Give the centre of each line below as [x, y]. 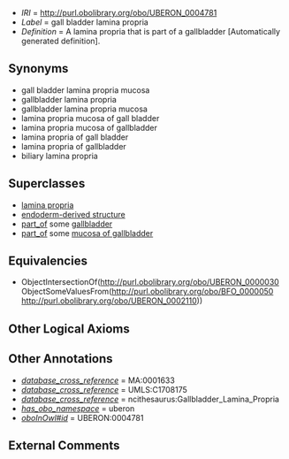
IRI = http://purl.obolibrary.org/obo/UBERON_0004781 [119, 13]
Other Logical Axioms [69, 329]
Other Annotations [61, 359]
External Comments [64, 446]
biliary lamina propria [59, 156]
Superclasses [47, 184]
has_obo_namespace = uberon [78, 408]
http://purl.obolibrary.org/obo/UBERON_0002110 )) [112, 301]
